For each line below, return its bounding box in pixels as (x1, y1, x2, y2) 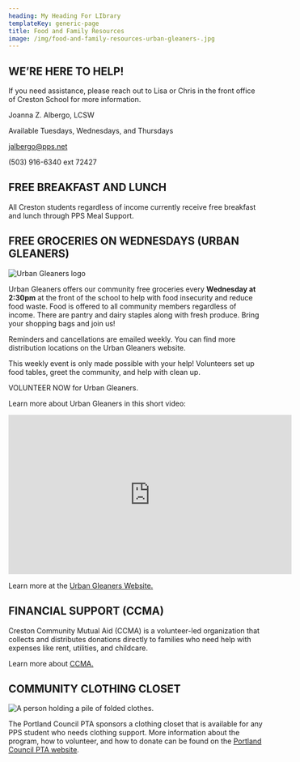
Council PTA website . (8, 745, 79, 755)
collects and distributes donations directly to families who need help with (8, 634, 252, 644)
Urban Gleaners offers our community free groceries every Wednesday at (8, 284, 256, 294)
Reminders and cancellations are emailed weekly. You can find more (8, 334, 236, 344)
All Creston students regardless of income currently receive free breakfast (8, 202, 256, 211)
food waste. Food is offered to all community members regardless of (8, 301, 237, 311)
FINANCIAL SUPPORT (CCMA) (8, 604, 164, 618)
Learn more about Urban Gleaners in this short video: (8, 398, 186, 408)
